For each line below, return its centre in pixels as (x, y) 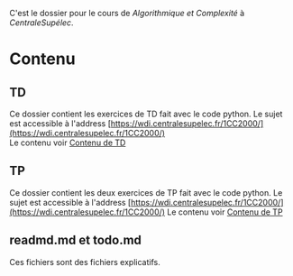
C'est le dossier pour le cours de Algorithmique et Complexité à (127, 13)
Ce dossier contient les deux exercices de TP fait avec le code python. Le (146, 192)
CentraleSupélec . (41, 23)
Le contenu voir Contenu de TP (224, 212)
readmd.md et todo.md (76, 240)
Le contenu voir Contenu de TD (68, 143)
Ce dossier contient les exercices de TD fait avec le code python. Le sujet (146, 114)
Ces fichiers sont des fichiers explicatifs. (85, 262)
